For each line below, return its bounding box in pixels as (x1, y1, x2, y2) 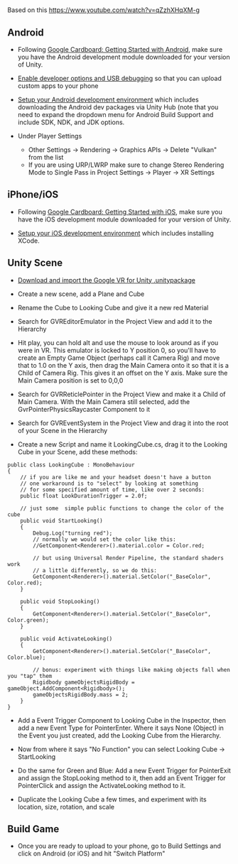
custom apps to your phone (17, 82, 99, 90)
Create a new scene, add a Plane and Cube (17, 290, 145, 298)
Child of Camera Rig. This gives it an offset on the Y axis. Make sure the (17, 368, 228, 377)
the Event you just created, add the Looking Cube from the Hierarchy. (17, 731, 222, 740)
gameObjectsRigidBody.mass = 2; (33, 691, 129, 698)
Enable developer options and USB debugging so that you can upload (17, 74, 222, 82)
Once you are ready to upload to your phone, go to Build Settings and (17, 842, 222, 851)
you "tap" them (7, 672, 53, 679)
